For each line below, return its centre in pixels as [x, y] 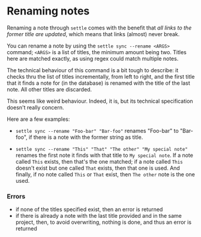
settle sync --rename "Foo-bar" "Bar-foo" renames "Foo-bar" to [97, 131]
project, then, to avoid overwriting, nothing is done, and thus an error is [103, 222]
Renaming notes [48, 11]
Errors [16, 196]
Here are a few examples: [38, 119]
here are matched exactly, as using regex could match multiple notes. [93, 58]
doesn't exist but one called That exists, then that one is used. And [98, 168]
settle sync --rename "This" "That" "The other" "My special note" [101, 149]
